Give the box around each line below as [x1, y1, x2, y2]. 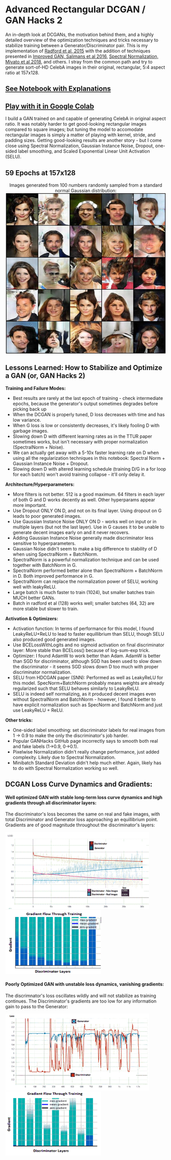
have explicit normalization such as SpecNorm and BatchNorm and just [12, 701, 163, 708]
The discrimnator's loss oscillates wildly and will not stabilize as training [5, 992, 157, 999]
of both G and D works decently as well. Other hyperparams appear [12, 496, 156, 503]
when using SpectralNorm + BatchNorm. [12, 551, 99, 557]
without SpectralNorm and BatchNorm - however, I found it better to [12, 696, 156, 702]
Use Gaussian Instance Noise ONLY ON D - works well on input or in [12, 518, 157, 524]
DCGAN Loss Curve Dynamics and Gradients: [5, 780, 153, 789]
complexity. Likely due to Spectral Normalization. [12, 754, 116, 760]
